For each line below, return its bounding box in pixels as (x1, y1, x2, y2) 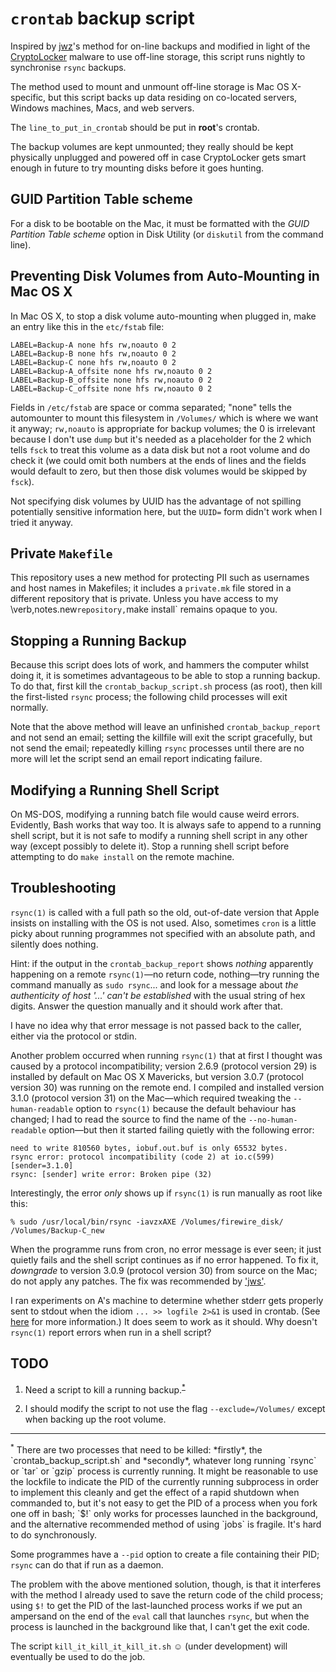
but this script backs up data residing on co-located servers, (48, 91, 298, 103)
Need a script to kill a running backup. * (24, 1382, 186, 1396)
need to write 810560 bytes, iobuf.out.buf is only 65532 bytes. (10, 1143, 288, 1153)
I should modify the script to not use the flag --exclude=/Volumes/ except (24, 1403, 326, 1415)
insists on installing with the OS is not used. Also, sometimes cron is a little (10, 917, 317, 929)
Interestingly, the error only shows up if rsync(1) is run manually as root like (10, 1187, 323, 1199)
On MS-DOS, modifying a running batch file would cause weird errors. (10, 808, 300, 820)
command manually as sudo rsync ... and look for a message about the (10, 978, 299, 991)
